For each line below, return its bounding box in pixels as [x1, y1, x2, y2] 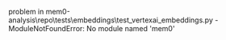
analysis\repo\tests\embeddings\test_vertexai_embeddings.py [8, 15, 214, 25]
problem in [8, 7, 44, 16]
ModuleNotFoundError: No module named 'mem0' [8, 24, 175, 33]
